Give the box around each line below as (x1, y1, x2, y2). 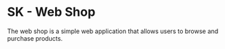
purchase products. (7, 34, 63, 42)
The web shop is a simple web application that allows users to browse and (7, 27, 219, 35)
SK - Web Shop (7, 4, 96, 20)
